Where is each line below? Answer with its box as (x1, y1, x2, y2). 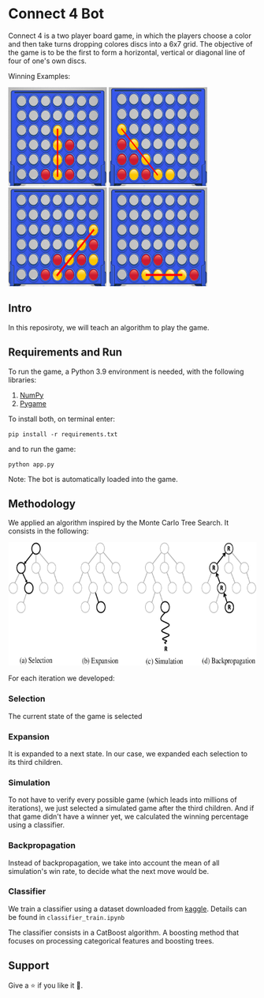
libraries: (8, 375, 37, 384)
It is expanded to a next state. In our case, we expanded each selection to (8, 748, 248, 759)
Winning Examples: (8, 71, 71, 81)
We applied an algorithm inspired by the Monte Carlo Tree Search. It (8, 518, 229, 528)
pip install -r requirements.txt (8, 430, 118, 439)
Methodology (8, 497, 76, 510)
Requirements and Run (8, 345, 123, 360)
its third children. (8, 757, 63, 766)
